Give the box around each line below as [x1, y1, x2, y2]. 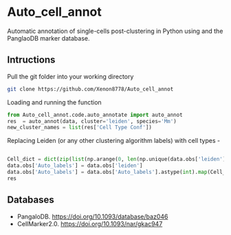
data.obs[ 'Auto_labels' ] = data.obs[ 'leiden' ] [7, 162, 143, 169]
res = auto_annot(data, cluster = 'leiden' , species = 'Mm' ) [7, 117, 177, 124]
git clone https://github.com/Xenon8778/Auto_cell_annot [7, 85, 174, 93]
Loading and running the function [7, 98, 102, 107]
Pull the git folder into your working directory [7, 72, 134, 80]
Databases [7, 194, 55, 206]
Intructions [7, 54, 56, 66]
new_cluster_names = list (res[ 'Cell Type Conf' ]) [7, 124, 153, 131]
